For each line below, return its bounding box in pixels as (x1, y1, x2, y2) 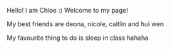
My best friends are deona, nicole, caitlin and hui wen (6, 20, 165, 28)
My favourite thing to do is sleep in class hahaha (6, 33, 149, 42)
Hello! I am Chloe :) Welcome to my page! (6, 6, 129, 14)
